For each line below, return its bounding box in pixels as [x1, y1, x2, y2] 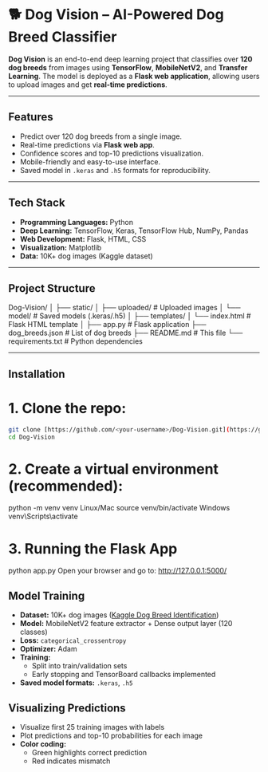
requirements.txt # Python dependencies [8, 337, 144, 346]
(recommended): [8, 477, 124, 494]
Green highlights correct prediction [31, 747, 148, 757]
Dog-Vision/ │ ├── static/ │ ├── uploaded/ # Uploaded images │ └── [8, 303, 241, 313]
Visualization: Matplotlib [19, 242, 102, 252]
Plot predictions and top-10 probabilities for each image [19, 731, 203, 740]
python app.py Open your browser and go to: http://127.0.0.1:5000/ [8, 566, 227, 576]
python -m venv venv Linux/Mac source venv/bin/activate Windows [8, 503, 231, 513]
